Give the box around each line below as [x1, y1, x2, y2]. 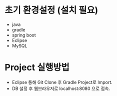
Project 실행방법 [4, 62, 69, 73]
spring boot [11, 32, 36, 38]
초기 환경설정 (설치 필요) [4, 4, 98, 16]
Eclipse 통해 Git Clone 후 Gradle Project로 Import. [11, 79, 113, 85]
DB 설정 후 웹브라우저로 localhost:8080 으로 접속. [11, 85, 110, 91]
